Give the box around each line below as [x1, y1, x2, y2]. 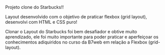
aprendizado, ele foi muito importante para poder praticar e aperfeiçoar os [5, 34, 159, 40]
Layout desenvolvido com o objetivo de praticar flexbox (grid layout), [5, 14, 147, 19]
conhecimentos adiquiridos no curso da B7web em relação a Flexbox [5, 39, 147, 45]
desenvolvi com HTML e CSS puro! [5, 19, 77, 25]
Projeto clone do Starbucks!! [5, 4, 64, 10]
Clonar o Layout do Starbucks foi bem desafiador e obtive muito [5, 29, 137, 34]
